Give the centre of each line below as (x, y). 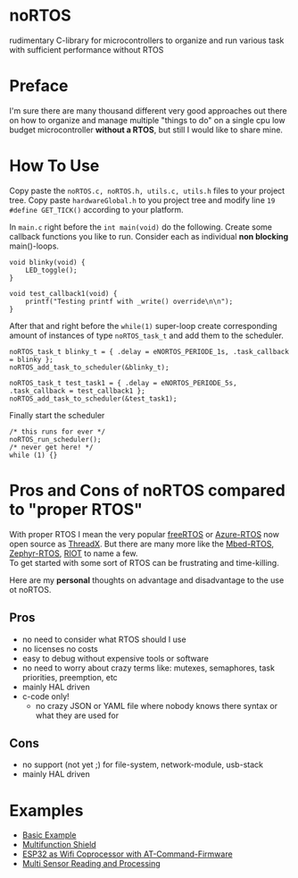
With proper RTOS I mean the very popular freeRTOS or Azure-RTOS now (144, 534)
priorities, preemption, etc (70, 677)
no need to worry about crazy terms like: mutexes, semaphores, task (148, 668)
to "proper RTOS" (76, 510)
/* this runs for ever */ (57, 431)
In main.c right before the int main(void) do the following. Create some (141, 227)
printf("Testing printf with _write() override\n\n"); (129, 301)
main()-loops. (34, 246)
